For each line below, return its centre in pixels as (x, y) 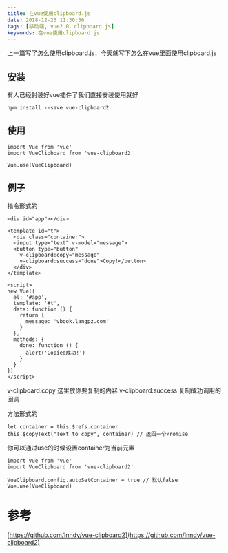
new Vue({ (21, 291)
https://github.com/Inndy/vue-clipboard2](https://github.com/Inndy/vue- (112, 535)
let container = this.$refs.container (63, 427)
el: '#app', (31, 297)
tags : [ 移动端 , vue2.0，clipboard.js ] (61, 26)
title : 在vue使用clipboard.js (49, 13)
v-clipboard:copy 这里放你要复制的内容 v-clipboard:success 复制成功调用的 (114, 390)
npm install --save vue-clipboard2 (58, 108)
